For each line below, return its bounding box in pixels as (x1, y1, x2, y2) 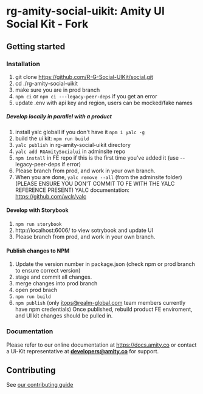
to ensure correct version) (15, 267, 81, 274)
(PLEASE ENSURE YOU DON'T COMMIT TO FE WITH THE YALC (15, 180, 175, 187)
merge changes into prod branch (15, 280, 98, 287)
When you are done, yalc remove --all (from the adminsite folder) (15, 173, 182, 180)
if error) (61, 160, 81, 168)
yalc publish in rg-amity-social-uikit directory (15, 141, 131, 148)
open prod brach (15, 287, 58, 294)
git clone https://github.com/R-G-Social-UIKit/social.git (15, 73, 154, 80)
